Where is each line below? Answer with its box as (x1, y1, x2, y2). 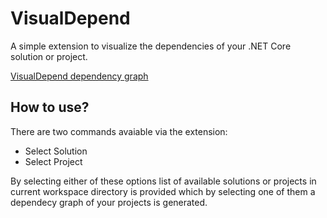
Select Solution (24, 145, 88, 157)
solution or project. (10, 50, 88, 62)
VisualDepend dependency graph (10, 70, 149, 82)
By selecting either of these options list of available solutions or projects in (10, 175, 317, 187)
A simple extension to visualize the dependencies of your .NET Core (10, 40, 292, 52)
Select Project (24, 155, 83, 167)
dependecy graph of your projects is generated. (10, 196, 208, 208)
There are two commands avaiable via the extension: (10, 125, 228, 137)
